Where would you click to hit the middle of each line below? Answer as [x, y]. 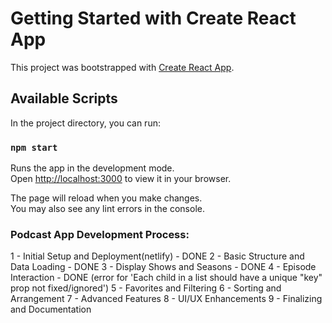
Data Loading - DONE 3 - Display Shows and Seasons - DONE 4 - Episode [163, 267]
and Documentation [51, 309]
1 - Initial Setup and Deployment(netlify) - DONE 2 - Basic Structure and [157, 256]
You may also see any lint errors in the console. [107, 209]
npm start [34, 147]
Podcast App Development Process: [100, 234]
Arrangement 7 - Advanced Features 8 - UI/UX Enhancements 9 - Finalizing [166, 299]
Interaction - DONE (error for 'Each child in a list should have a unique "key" [166, 278]
